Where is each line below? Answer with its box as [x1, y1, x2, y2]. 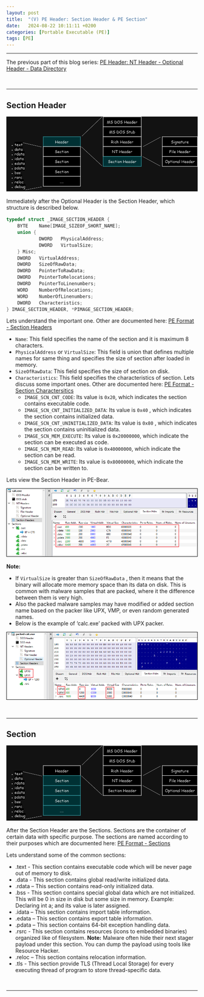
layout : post [6, 10, 39, 16]
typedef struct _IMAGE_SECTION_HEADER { [6, 216, 110, 223]
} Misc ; [17, 248, 36, 255]
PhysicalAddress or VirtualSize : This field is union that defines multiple [15, 348, 194, 355]
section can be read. [24, 451, 76, 459]
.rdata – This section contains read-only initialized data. [15, 882, 154, 889]
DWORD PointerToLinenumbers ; [17, 281, 97, 287]
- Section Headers [6, 324, 53, 331]
